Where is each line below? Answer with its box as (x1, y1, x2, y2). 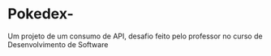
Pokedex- (7, 5, 74, 23)
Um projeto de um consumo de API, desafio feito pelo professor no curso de (7, 31, 263, 41)
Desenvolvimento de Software (7, 39, 109, 49)
